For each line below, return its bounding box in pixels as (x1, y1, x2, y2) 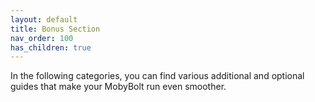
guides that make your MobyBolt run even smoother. (10, 81, 227, 93)
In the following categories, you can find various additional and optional (10, 70, 305, 82)
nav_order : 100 (10, 33, 74, 43)
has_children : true (10, 42, 92, 53)
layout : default (10, 14, 78, 25)
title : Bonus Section (10, 24, 101, 34)
